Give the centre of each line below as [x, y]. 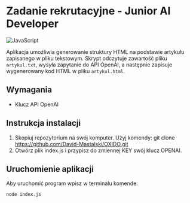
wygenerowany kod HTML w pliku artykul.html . [66, 71]
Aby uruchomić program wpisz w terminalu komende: [72, 183]
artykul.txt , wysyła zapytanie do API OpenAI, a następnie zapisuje [89, 65]
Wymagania [29, 90]
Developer [32, 24]
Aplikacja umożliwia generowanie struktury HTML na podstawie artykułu [95, 51]
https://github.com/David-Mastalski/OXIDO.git [71, 144]
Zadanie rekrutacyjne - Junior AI [88, 11]
